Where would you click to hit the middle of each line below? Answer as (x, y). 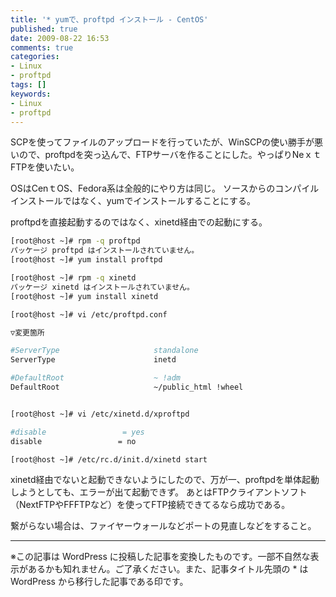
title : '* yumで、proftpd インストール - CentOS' (109, 19)
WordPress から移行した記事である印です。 (99, 582)
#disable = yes (77, 432)
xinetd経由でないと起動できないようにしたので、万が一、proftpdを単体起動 (165, 480)
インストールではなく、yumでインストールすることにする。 (133, 201)
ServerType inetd (93, 360)
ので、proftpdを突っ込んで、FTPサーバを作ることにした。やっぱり (155, 155)
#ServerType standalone (104, 351)
